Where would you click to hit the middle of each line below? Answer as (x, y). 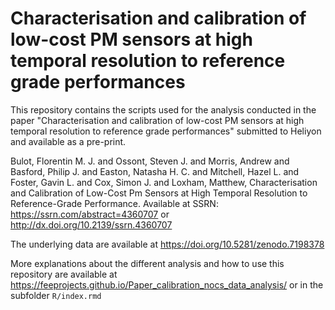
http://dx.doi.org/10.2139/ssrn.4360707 (91, 224)
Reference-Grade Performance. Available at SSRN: (114, 203)
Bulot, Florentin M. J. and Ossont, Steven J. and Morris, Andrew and (150, 161)
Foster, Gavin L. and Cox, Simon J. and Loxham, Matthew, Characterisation (164, 182)
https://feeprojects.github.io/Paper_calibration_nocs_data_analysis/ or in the (167, 284)
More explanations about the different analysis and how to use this (147, 263)
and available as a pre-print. (68, 141)
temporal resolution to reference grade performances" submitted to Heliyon (166, 131)
